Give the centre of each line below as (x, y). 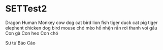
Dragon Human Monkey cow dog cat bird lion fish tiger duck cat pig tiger (81, 22)
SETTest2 (26, 9)
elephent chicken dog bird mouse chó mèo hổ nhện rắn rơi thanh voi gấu (81, 27)
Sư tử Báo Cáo (20, 42)
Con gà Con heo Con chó (32, 33)
